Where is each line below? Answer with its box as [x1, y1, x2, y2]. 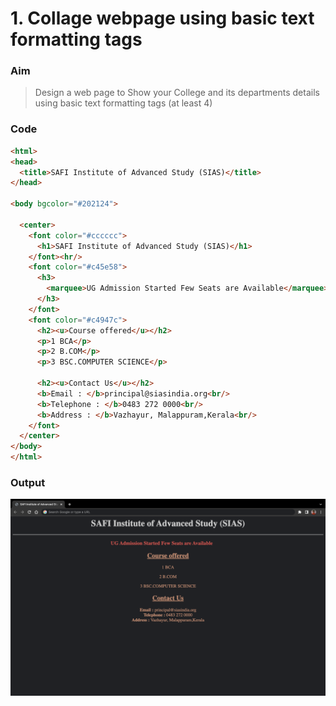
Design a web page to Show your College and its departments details [34, 87, 320, 99]
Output [10, 475, 46, 489]
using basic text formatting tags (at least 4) [34, 97, 213, 109]
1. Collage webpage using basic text [10, 7, 315, 30]
